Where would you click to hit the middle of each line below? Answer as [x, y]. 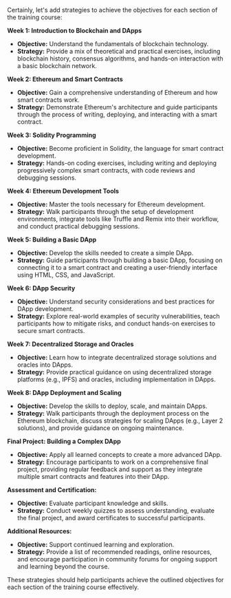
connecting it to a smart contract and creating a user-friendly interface [117, 267]
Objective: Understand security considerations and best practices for [116, 301]
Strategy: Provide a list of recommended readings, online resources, [114, 552]
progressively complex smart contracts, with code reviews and [106, 170]
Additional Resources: [40, 531]
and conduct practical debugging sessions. [78, 226]
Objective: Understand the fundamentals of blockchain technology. [113, 44]
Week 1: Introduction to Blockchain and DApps [75, 31]
